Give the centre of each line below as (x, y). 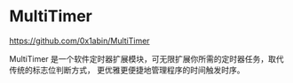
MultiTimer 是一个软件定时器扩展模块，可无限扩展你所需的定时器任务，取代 (146, 58)
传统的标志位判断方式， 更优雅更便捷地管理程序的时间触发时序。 (127, 70)
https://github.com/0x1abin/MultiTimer (79, 41)
